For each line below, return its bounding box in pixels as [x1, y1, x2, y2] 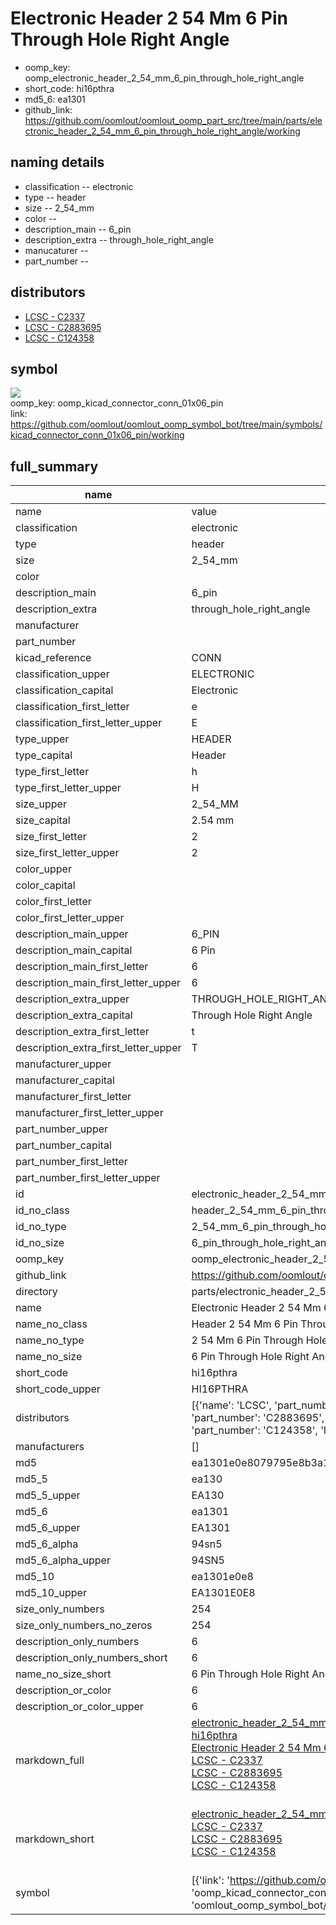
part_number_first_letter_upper [15, 1171, 161, 1185]
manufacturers [15, 1440, 85, 1454]
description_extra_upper [15, 992, 130, 1006]
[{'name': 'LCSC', [191, 1398, 272, 1412]
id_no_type [15, 1220, 67, 1234]
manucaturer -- [24, 244, 89, 256]
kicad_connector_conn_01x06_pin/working [10, 429, 185, 441]
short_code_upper [15, 1382, 101, 1396]
